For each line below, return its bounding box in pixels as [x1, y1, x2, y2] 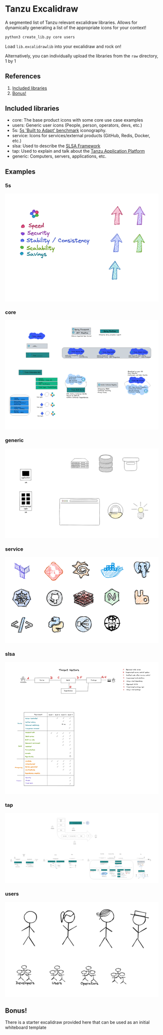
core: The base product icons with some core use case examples [12, 117, 144, 123]
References [5, 72, 41, 81]
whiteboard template [5, 1024, 47, 1030]
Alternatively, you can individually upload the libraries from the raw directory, [5, 53, 159, 59]
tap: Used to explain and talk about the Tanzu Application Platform [12, 148, 145, 154]
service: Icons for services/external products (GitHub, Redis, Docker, [12, 133, 150, 139]
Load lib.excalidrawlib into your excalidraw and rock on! [5, 43, 122, 49]
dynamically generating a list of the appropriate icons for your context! [5, 24, 146, 30]
